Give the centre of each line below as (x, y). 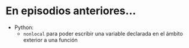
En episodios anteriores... (71, 11)
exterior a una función (51, 40)
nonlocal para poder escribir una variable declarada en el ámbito (103, 33)
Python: (24, 27)
